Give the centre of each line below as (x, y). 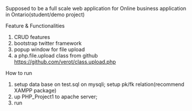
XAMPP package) (35, 90)
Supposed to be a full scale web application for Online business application (96, 8)
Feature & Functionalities (35, 26)
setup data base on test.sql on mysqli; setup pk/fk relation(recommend (99, 84)
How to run (19, 73)
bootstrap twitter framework (48, 43)
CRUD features (32, 37)
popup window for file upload (49, 49)
